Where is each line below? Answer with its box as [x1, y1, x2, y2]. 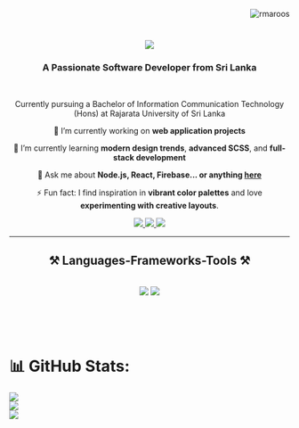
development [135, 152, 187, 163]
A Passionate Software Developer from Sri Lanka [42, 62, 257, 74]
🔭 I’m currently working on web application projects [53, 126, 246, 136]
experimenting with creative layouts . [79, 201, 220, 211]
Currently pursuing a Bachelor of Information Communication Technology [14, 99, 285, 110]
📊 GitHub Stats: [9, 357, 131, 376]
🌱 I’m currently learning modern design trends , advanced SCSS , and [12, 143, 269, 153]
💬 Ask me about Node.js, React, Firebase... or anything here [36, 169, 263, 180]
